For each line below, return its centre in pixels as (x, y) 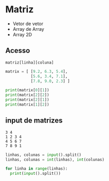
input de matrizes (34, 121)
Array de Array (29, 29)
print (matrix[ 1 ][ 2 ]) (28, 105)
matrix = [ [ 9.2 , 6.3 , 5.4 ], (37, 71)
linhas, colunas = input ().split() (43, 155)
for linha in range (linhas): (37, 169)
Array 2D (22, 34)
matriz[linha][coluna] (30, 63)
